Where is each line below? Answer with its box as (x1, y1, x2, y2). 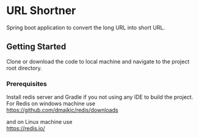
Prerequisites (6, 79, 47, 88)
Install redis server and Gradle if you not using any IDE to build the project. (6, 93, 194, 101)
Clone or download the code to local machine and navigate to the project (6, 57, 190, 65)
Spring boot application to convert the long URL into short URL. (6, 24, 165, 31)
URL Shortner (6, 4, 76, 18)
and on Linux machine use (6, 118, 73, 126)
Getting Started (6, 42, 67, 52)
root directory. (6, 64, 43, 71)
